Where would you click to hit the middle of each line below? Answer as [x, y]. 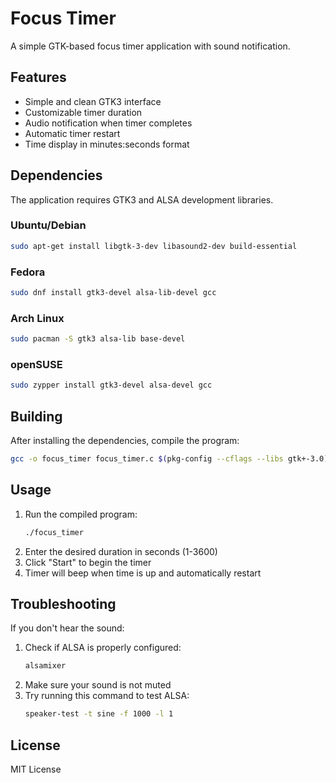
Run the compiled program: [81, 514]
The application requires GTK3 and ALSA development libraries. [142, 199]
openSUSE [36, 364]
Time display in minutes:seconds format [107, 144]
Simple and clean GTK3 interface [93, 101]
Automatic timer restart [72, 133]
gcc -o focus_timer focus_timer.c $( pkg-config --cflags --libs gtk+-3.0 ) [169, 459]
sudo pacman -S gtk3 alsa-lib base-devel [98, 339]
